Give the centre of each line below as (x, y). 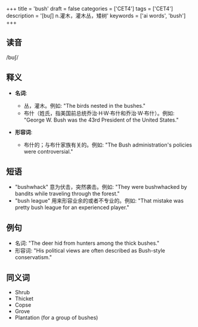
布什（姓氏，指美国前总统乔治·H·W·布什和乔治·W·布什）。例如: (99, 113)
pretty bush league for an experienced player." (72, 207)
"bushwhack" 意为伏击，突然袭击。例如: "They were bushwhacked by (101, 187)
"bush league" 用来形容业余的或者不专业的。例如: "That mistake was (99, 201)
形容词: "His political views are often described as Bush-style (90, 251)
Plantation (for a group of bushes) (56, 317)
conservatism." (33, 257)
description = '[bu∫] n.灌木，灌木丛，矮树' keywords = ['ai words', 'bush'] (96, 15)
